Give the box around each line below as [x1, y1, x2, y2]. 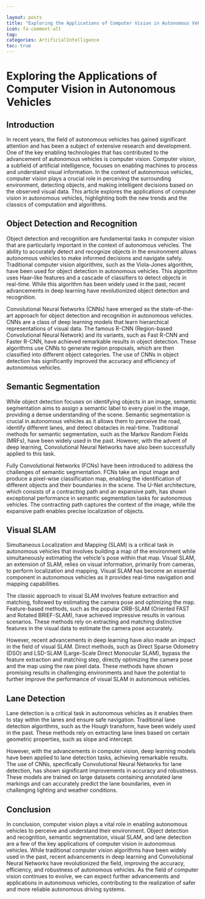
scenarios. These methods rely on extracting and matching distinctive [6, 618, 182, 625]
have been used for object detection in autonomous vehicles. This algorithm [6, 267, 198, 274]
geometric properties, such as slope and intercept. [6, 735, 134, 743]
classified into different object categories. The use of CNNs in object [6, 350, 179, 358]
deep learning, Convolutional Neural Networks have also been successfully [6, 443, 195, 451]
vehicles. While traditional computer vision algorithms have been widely [6, 846, 187, 854]
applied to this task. [6, 449, 56, 457]
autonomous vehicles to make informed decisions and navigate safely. [6, 254, 183, 261]
